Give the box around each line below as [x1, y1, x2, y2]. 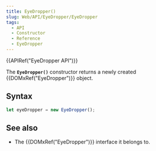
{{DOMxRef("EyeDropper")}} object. [6, 74, 93, 82]
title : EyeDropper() [6, 8, 57, 15]
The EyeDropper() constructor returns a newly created [6, 68, 136, 75]
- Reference [11, 36, 41, 41]
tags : [6, 19, 19, 25]
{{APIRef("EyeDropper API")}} [6, 57, 78, 64]
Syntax [6, 92, 33, 101]
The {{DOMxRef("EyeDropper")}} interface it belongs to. [14, 138, 150, 146]
